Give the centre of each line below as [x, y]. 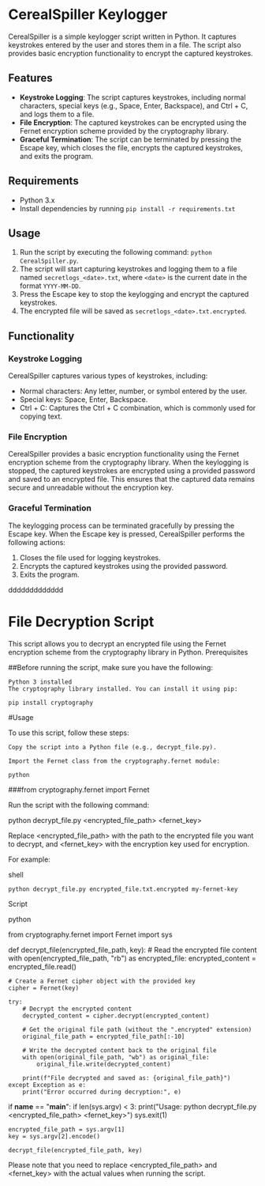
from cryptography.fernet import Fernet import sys [90, 934]
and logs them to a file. [57, 114]
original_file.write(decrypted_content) [104, 1064]
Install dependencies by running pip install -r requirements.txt [127, 208]
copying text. [41, 416]
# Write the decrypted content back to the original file [119, 1050]
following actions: [37, 542]
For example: [30, 859]
